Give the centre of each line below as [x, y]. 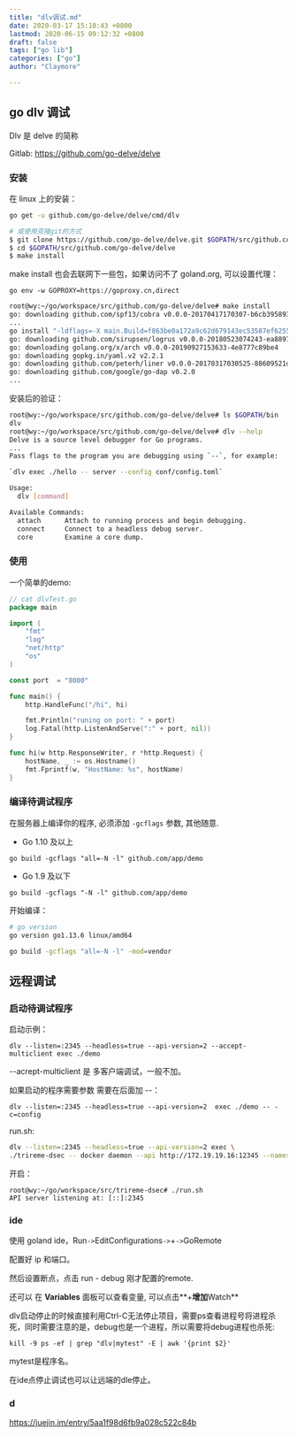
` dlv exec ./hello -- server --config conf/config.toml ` [116, 472]
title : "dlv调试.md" [46, 17]
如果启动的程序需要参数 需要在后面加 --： [85, 1090]
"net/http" [45, 648]
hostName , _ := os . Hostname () [81, 761]
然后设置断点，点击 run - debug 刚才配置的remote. [101, 1279]
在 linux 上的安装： [43, 198]
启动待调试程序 [41, 1008]
